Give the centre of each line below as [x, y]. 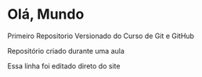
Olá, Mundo [46, 14]
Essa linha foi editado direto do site [64, 66]
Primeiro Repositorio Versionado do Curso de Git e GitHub [101, 36]
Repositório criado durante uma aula [66, 51]
